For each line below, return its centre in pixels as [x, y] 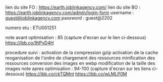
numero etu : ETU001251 [31, 28]
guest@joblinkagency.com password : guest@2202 [59, 18]
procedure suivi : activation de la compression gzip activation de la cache [82, 53]
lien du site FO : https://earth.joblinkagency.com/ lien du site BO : [73, 7]
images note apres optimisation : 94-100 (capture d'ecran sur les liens [78, 68]
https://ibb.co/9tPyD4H [30, 43]
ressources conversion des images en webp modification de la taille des [80, 63]
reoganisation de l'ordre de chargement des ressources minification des [80, 58]
